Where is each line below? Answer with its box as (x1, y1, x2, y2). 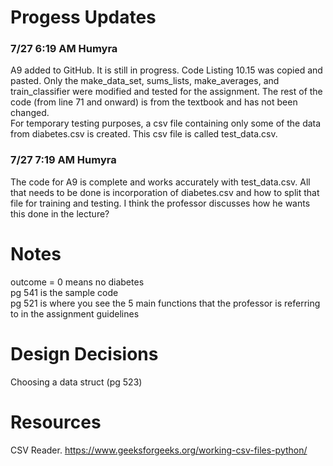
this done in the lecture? (10, 207, 110, 220)
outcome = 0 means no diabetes (10, 276, 145, 288)
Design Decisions (10, 342, 159, 365)
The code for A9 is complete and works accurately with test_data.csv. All (10, 176, 311, 188)
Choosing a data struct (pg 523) (10, 376, 143, 388)
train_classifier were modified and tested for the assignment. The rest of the (10, 86, 323, 98)
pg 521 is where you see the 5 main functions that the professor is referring (10, 297, 321, 309)
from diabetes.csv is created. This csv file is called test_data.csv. (10, 128, 278, 140)
